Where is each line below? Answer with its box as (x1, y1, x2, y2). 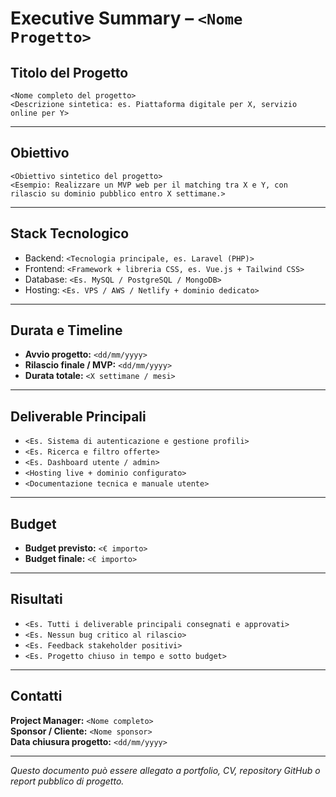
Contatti (10, 688, 63, 705)
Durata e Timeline (10, 322, 123, 339)
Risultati (10, 591, 63, 608)
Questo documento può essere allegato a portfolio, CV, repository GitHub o (10, 764, 321, 776)
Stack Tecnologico (10, 225, 130, 242)
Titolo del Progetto (10, 64, 129, 81)
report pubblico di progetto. (10, 775, 125, 787)
